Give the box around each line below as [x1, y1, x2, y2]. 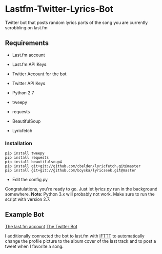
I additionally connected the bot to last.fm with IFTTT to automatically [5, 233, 145, 239]
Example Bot [5, 211, 44, 219]
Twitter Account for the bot [12, 71, 67, 77]
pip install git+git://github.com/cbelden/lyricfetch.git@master [5, 164, 141, 169]
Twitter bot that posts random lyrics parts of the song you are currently [5, 20, 148, 25]
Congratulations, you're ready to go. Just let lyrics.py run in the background [5, 186, 158, 192]
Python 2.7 [12, 89, 34, 96]
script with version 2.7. [5, 196, 50, 202]
